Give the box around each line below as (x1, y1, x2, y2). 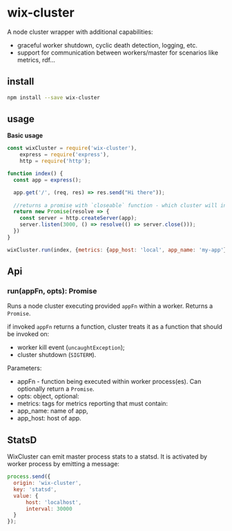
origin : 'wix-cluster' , (13, 480, 81, 487)
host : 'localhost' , (25, 499, 81, 505)
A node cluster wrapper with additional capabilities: (7, 28, 153, 36)
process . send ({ (7, 473, 51, 481)
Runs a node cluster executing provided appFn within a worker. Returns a (7, 302, 213, 310)
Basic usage (7, 131, 43, 139)
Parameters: (7, 364, 42, 372)
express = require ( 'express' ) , (19, 151, 110, 158)
